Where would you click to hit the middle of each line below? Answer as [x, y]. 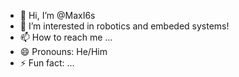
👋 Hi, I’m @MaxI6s [57, 15]
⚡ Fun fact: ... [47, 63]
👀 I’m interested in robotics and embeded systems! [124, 26]
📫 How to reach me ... [66, 37]
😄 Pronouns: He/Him [63, 51]
